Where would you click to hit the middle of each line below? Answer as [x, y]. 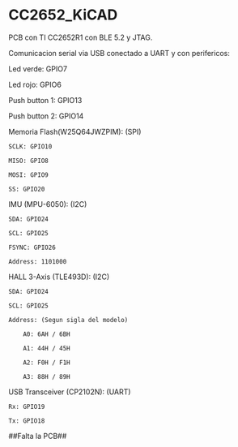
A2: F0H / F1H [47, 363]
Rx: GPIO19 [27, 406]
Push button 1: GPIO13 [45, 100]
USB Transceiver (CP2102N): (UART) [70, 392]
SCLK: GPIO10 [30, 146]
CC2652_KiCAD [63, 15]
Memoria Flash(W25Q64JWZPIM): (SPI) [75, 131]
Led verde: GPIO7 [38, 69]
